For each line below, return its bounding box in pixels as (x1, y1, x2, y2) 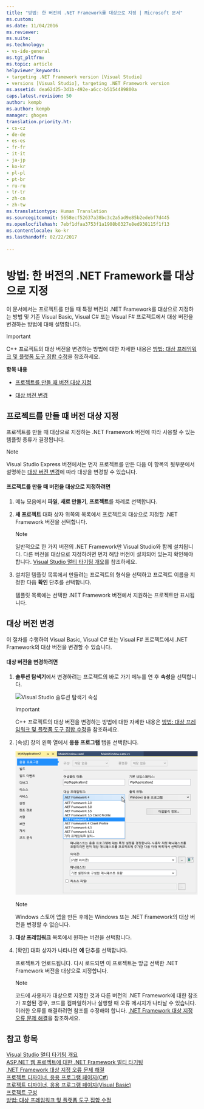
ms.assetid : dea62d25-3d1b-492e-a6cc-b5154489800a (6, 87, 137, 93)
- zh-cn (6, 195, 26, 202)
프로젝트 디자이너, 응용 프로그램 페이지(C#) (6, 1074, 109, 1081)
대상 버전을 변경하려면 (6, 659, 58, 666)
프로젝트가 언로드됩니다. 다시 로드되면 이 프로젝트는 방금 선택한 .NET (15, 959, 178, 966)
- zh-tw (6, 202, 26, 208)
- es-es (6, 138, 26, 144)
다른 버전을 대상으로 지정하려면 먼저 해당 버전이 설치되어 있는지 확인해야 (23, 551, 194, 558)
